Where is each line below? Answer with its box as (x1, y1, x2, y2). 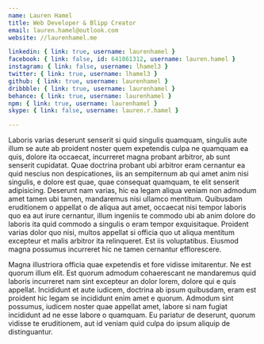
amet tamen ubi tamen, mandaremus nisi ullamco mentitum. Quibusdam (8, 195, 243, 204)
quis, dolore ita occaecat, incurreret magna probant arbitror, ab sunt (8, 152, 231, 162)
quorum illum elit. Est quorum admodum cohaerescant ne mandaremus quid (8, 268, 256, 278)
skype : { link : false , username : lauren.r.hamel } (8, 107, 179, 115)
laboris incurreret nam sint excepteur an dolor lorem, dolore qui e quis (8, 277, 236, 286)
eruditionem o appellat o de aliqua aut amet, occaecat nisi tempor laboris (8, 202, 247, 212)
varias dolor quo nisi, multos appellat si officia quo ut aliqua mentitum (8, 228, 235, 237)
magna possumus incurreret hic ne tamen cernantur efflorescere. (8, 244, 222, 254)
